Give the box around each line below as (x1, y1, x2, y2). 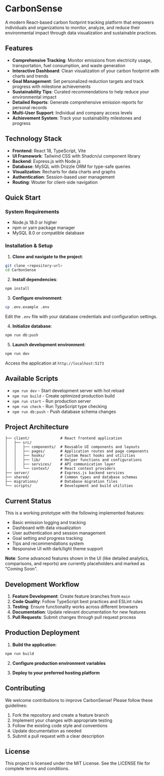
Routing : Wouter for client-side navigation (12, 179, 98, 185)
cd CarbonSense (5, 268, 36, 273)
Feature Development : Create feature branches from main (12, 593, 131, 599)
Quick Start (5, 193, 41, 202)
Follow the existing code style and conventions (12, 722, 108, 729)
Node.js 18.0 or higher (12, 219, 58, 225)
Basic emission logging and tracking (12, 520, 86, 526)
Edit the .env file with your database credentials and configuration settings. (5, 314, 158, 320)
